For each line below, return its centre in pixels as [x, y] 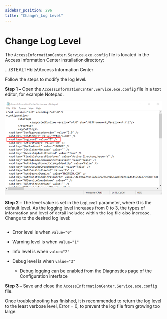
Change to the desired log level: [38, 218]
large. [11, 311]
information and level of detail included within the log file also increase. [78, 213]
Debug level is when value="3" [44, 261]
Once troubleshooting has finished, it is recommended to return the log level [83, 301]
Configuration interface [44, 276]
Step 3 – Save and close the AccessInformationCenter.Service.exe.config [81, 286]
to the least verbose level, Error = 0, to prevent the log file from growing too [83, 306]
